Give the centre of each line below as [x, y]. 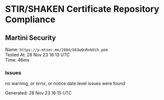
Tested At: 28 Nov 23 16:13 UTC [37, 55]
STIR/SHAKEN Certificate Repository [82, 9]
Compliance [30, 19]
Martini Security [31, 38]
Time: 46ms [17, 60]
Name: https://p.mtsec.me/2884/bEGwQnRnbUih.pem [57, 50]
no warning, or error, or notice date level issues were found [65, 83]
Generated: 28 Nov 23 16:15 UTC [38, 93]
